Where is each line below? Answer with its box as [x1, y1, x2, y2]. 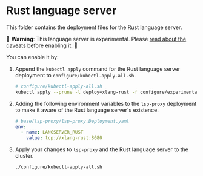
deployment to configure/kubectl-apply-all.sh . [15, 71, 136, 79]
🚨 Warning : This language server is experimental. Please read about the [6, 35, 187, 42]
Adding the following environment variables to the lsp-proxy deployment [15, 100, 197, 107]
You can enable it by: [6, 53, 59, 60]
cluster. [15, 152, 34, 160]
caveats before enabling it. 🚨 [6, 42, 78, 49]
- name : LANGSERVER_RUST [21, 129, 84, 135]
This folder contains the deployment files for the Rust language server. [6, 24, 182, 31]
